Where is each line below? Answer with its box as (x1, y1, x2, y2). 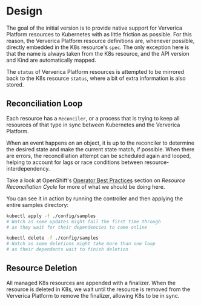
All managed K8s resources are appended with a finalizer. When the (6, 279, 176, 286)
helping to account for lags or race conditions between (6, 159, 143, 166)
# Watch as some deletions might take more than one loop (6, 241, 156, 247)
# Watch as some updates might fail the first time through (6, 218, 162, 225)
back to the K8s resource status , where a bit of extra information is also (6, 74, 186, 82)
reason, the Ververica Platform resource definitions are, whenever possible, (6, 37, 195, 44)
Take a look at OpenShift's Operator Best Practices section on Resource (6, 177, 186, 184)
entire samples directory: (6, 201, 68, 208)
